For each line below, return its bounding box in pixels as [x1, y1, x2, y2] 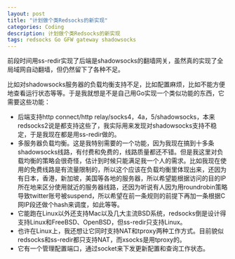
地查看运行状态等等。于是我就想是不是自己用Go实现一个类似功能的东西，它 [7, 89, 224, 98]
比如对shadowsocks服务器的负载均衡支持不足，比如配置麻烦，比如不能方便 [7, 80, 226, 88]
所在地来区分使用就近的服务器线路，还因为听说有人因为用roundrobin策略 [17, 183, 228, 192]
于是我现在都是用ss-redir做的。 [29, 131, 121, 139]
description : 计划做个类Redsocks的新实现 [7, 29, 121, 37]
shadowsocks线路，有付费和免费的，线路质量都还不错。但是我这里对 [17, 148, 217, 157]
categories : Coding [7, 23, 65, 30]
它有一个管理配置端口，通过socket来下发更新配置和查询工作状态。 [17, 244, 209, 253]
